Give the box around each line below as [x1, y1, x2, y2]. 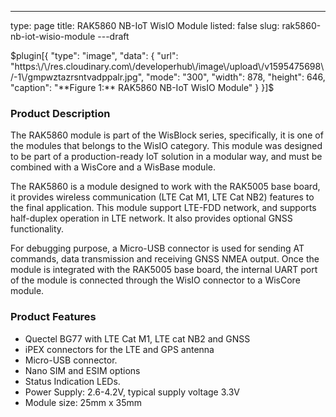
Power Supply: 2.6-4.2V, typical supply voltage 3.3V [24, 386, 241, 398]
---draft [97, 31, 130, 42]
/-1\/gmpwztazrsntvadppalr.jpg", [10, 71, 145, 83]
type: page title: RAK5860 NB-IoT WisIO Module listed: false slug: [10, 20, 280, 31]
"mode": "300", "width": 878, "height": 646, [146, 71, 326, 83]
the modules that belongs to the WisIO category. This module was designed [10, 140, 323, 152]
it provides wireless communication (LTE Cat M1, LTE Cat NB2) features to [10, 191, 315, 203]
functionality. [10, 223, 65, 235]
